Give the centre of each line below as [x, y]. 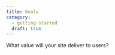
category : [19, 17]
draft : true [27, 28]
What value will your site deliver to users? [57, 45]
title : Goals [22, 12]
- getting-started [35, 23]
